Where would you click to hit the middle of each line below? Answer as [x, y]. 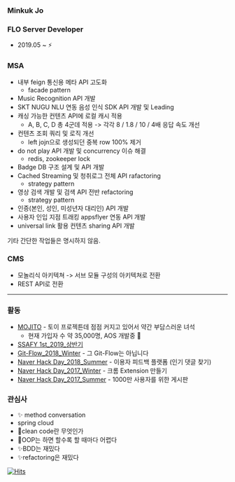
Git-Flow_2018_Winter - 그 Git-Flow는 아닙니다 [83, 353]
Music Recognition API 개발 [56, 98]
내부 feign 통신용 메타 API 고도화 [62, 82]
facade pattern [49, 90]
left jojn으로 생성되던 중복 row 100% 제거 [85, 142]
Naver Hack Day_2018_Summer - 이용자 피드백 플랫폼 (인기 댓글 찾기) [114, 362]
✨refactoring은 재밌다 [48, 457]
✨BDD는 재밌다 [39, 449]
